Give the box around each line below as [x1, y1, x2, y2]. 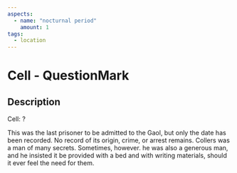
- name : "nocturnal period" [14, 17, 98, 24]
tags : [7, 30, 23, 38]
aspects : [7, 10, 33, 18]
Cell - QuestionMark [7, 68, 130, 84]
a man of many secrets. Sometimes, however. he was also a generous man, [7, 144, 228, 152]
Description [7, 95, 60, 108]
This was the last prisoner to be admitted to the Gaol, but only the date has [7, 129, 226, 137]
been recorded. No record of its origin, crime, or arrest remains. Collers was [7, 136, 230, 145]
